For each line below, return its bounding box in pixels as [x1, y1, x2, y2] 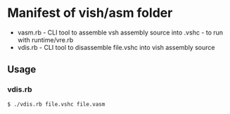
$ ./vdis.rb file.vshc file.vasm [7, 101, 106, 108]
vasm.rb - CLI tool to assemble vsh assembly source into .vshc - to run [17, 28, 224, 37]
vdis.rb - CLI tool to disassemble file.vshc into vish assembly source [17, 43, 215, 51]
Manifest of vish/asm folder [7, 5, 173, 21]
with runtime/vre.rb [17, 35, 74, 44]
